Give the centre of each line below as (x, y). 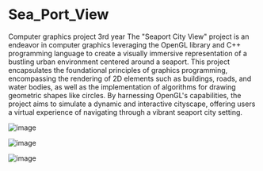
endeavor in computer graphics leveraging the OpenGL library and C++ (125, 44)
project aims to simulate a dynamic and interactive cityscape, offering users (132, 104)
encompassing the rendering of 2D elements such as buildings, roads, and (130, 78)
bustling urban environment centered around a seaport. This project (119, 62)
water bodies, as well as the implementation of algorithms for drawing (122, 87)
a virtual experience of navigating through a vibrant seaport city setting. (126, 112)
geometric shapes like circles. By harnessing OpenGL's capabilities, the (125, 95)
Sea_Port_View (59, 15)
